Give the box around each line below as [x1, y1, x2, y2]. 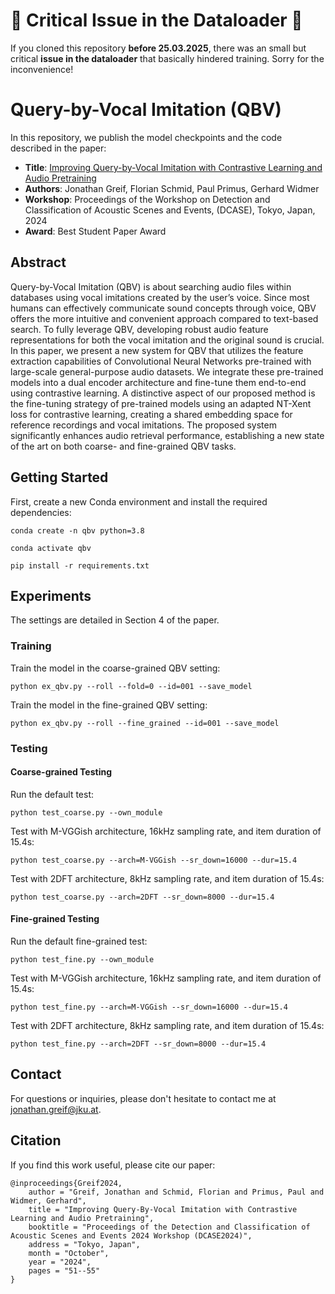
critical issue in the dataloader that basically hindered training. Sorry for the [10, 52, 325, 64]
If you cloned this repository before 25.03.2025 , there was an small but [10, 42, 307, 54]
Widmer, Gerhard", [10, 1195, 87, 1206]
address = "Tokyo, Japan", [28, 1239, 141, 1249]
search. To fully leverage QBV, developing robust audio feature [10, 323, 269, 335]
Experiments [10, 587, 92, 604]
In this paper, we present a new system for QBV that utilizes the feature [10, 344, 304, 356]
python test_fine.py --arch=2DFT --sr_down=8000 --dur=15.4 [10, 1039, 267, 1049]
